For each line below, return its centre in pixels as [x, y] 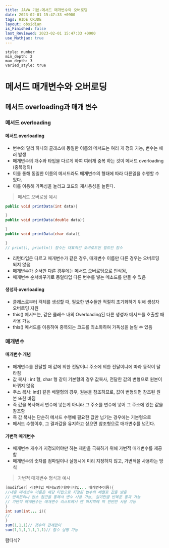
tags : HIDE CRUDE [23, 19]
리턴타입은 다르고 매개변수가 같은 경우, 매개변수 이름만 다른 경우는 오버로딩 [86, 258]
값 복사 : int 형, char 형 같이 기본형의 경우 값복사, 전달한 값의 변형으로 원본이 [87, 380]
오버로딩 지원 [25, 308]
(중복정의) [22, 167]
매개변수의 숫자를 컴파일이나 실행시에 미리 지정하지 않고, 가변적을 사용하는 [85, 461]
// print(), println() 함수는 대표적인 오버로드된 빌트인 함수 [64, 248]
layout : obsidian [23, 24]
